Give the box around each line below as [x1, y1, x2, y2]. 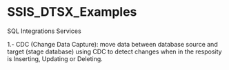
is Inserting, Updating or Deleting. [7, 54, 103, 62]
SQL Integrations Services [7, 27, 81, 35]
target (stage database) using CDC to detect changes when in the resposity [7, 47, 222, 56]
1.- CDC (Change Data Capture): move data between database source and [7, 40, 219, 48]
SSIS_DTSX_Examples [7, 4, 137, 20]
